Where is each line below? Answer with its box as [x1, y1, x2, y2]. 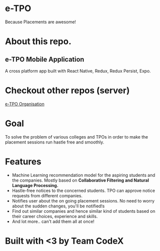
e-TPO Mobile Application [5, 55, 85, 63]
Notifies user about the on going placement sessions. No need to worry [12, 198, 155, 204]
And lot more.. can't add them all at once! [12, 219, 95, 224]
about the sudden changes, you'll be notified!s [12, 203, 105, 209]
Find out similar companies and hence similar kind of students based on [12, 208, 156, 214]
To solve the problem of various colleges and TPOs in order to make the [5, 134, 148, 140]
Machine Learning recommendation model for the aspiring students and [12, 172, 156, 178]
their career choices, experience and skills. [12, 213, 98, 219]
